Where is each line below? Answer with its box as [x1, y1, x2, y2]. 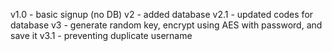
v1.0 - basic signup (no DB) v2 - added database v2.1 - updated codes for [10, 9, 314, 20]
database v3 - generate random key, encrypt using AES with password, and [10, 19, 323, 31]
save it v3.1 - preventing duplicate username [10, 30, 193, 41]
